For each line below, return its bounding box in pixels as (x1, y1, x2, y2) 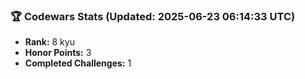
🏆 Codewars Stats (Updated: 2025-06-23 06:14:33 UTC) (10, 9, 296, 23)
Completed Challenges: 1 (24, 57, 132, 69)
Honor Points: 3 (24, 47, 92, 59)
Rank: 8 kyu (24, 36, 75, 48)
